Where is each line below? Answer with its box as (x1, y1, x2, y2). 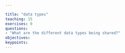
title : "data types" (5, 12, 49, 17)
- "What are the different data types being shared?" (5, 31, 121, 36)
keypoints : (5, 40, 28, 45)
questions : (5, 26, 28, 31)
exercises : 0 (5, 21, 33, 26)
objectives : (5, 35, 30, 40)
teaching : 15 (5, 16, 33, 22)
